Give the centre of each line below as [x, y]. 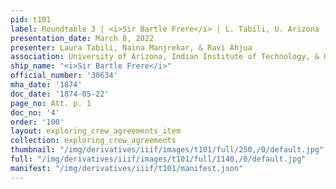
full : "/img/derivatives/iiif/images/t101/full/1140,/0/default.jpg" [158, 159]
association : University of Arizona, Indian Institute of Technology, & [165, 57]
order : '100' [37, 122]
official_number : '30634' [64, 76]
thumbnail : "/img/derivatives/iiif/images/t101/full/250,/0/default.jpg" [167, 150]
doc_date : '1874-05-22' [60, 94]
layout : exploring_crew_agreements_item [96, 131]
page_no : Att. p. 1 [51, 103]
